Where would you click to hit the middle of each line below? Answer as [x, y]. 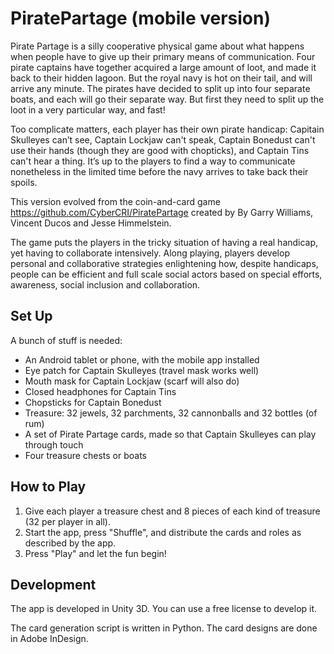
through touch [54, 444]
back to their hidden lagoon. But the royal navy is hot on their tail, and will [161, 78]
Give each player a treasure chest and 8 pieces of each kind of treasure [172, 511]
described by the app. [70, 543]
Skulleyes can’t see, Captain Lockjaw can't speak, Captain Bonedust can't [163, 139]
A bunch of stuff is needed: [66, 340]
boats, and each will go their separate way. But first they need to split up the [167, 99]
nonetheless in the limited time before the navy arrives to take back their [159, 171]
